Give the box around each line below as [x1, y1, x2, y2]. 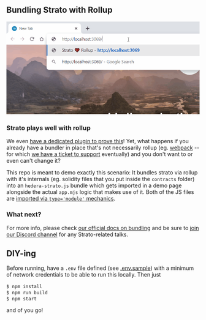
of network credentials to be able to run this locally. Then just [6, 271, 161, 278]
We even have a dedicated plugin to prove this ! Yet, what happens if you [6, 138, 189, 145]
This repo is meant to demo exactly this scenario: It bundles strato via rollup [6, 169, 198, 176]
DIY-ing [6, 248, 36, 259]
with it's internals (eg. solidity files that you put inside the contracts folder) [6, 176, 195, 183]
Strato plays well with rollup [6, 124, 91, 132]
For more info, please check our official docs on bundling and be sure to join [6, 224, 199, 231]
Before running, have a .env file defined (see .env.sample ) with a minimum [6, 264, 194, 272]
